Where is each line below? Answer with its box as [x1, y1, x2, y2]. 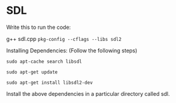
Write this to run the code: [6, 23, 71, 31]
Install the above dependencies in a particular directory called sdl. [6, 90, 170, 97]
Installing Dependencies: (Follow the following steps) [6, 46, 137, 54]
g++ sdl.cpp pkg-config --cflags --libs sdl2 [6, 35, 122, 42]
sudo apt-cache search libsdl [6, 58, 83, 64]
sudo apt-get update [6, 69, 58, 75]
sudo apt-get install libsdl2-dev [6, 80, 93, 86]
